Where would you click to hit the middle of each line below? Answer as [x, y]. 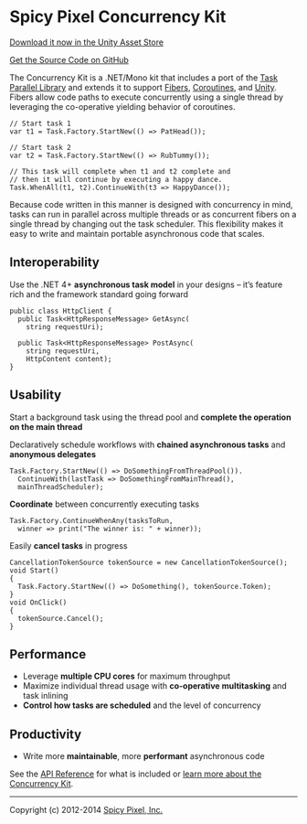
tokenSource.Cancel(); [61, 618]
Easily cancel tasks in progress [69, 545]
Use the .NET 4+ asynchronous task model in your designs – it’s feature [146, 284]
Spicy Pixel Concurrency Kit [118, 17]
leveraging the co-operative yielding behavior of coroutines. [122, 106]
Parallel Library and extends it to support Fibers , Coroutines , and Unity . [143, 87]
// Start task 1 [40, 123]
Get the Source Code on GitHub [69, 59]
